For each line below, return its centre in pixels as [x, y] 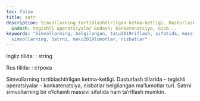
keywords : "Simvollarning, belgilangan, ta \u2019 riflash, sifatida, [93, 34]
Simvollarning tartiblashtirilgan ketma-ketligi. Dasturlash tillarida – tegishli [96, 79]
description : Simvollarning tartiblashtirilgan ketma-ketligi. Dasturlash [101, 23]
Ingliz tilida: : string [29, 56]
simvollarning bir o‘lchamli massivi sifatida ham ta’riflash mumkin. [86, 92]
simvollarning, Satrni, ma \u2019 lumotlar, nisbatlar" [79, 39]
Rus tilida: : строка [29, 68]
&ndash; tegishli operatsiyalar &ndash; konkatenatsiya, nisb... [94, 28]
